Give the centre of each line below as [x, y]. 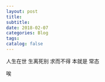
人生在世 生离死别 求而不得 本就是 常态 [53, 61]
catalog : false [25, 44]
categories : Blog [27, 33]
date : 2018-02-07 [27, 28]
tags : [13, 38]
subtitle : [18, 22]
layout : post [22, 11]
